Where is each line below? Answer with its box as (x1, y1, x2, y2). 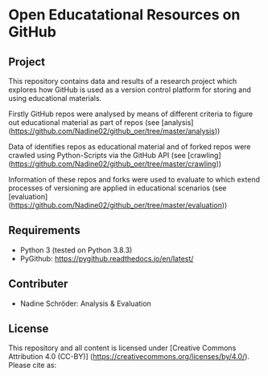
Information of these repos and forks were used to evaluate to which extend (8, 175, 260, 184)
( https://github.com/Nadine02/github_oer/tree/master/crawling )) (8, 159, 222, 169)
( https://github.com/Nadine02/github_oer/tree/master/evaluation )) (8, 200, 228, 210)
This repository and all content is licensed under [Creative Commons (8, 343, 237, 353)
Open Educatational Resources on (8, 6, 241, 24)
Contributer (8, 277, 68, 291)
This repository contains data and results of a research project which (8, 77, 237, 86)
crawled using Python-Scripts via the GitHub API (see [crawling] (8, 151, 221, 160)
